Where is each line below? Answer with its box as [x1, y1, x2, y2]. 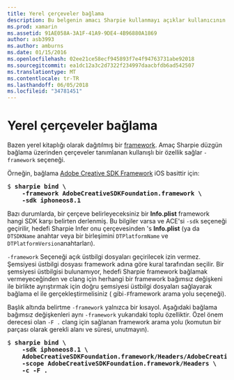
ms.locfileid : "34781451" [7, 88, 82, 95]
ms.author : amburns [7, 42, 64, 49]
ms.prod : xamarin [7, 23, 58, 30]
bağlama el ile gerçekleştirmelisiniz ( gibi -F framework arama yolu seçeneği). [7, 290, 226, 298]
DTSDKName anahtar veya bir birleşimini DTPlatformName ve [7, 232, 169, 240]
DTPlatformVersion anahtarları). [7, 239, 95, 248]
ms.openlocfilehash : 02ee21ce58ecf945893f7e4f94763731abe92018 [7, 56, 195, 63]
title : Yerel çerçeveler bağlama [7, 10, 104, 17]
